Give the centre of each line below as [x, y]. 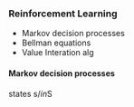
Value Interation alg [57, 53]
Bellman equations [56, 43]
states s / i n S [30, 93]
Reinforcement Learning [63, 14]
